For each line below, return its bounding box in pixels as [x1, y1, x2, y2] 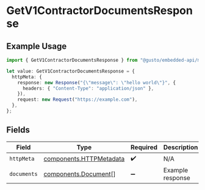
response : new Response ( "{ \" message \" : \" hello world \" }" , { [17, 79, 176, 86]
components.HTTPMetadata [43, 155, 125, 163]
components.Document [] [43, 169, 116, 178]
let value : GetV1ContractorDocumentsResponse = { [6, 68, 135, 74]
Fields [6, 125, 31, 135]
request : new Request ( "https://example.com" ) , [17, 97, 138, 103]
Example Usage [6, 41, 67, 51]
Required [130, 143, 157, 152]
